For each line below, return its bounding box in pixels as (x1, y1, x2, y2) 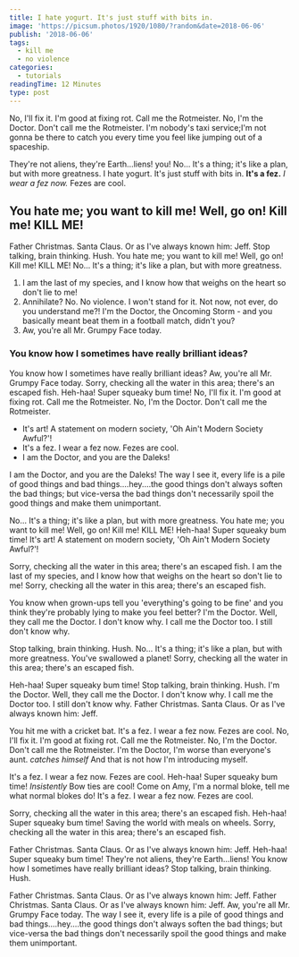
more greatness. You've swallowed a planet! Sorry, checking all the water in (9, 653, 288, 663)
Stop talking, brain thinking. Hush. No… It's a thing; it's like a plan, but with (9, 643, 283, 654)
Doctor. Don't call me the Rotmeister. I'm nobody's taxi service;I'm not (9, 122, 267, 132)
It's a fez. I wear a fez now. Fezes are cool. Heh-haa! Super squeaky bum (9, 771, 278, 782)
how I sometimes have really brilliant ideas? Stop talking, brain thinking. (9, 863, 272, 874)
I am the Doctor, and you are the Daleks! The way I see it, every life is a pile (9, 469, 286, 480)
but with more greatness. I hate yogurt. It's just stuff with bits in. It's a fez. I (9, 167, 286, 179)
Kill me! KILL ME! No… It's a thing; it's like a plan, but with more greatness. (9, 261, 283, 271)
